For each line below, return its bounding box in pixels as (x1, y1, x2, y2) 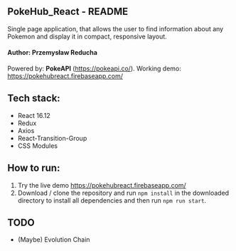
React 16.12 (17, 111, 51, 119)
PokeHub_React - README (7, 6, 129, 18)
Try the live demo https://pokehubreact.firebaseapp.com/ (17, 181, 186, 189)
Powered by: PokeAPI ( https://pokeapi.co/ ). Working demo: (7, 64, 181, 73)
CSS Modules (17, 141, 58, 150)
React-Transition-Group (17, 134, 87, 142)
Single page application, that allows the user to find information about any (7, 24, 224, 33)
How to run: (7, 162, 60, 174)
